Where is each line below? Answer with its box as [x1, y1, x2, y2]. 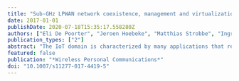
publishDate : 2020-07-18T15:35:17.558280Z [7, 23, 135, 30]
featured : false [7, 50, 55, 57]
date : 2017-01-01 [7, 17, 59, 24]
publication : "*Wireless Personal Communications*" [7, 56, 164, 63]
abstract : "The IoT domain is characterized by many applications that [7, 43, 224, 50]
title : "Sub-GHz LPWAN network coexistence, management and [7, 10, 190, 18]
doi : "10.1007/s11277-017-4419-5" [7, 63, 110, 70]
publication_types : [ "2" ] [7, 37, 84, 44]
